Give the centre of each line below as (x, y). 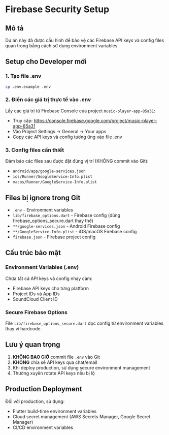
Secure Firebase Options (36, 312)
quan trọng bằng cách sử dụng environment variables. (62, 46)
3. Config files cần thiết (35, 150)
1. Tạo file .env (23, 76)
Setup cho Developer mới (46, 62)
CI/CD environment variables (43, 427)
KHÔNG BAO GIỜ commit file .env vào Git (56, 357)
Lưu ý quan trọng (33, 345)
